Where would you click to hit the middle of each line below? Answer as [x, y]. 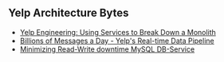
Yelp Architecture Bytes [69, 13]
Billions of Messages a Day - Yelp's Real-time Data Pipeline [117, 41]
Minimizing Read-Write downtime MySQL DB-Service [107, 49]
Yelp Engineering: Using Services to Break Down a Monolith [118, 32]
